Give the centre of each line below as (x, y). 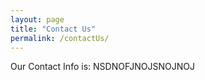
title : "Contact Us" (53, 29)
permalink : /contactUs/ (60, 38)
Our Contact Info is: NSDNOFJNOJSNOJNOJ (102, 67)
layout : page (37, 19)
